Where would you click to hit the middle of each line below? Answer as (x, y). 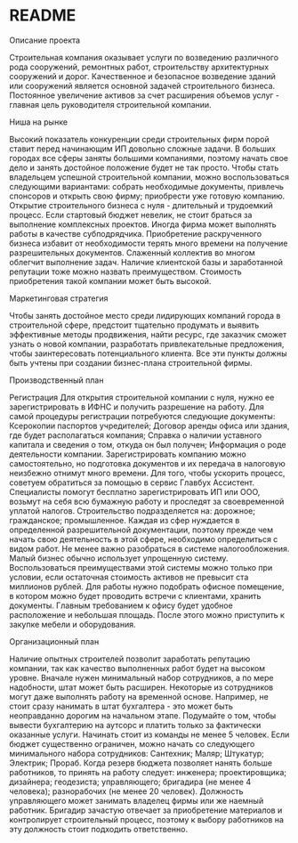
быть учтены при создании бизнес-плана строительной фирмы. (131, 362)
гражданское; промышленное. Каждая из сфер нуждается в (125, 520)
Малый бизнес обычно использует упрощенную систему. (119, 558)
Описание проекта (45, 40)
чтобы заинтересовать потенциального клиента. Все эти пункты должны (148, 353)
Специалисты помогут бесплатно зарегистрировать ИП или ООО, (135, 491)
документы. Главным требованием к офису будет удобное (121, 605)
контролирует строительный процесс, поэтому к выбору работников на (147, 819)
